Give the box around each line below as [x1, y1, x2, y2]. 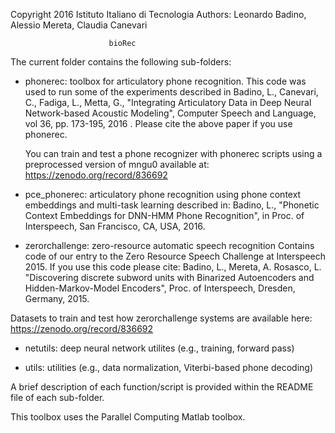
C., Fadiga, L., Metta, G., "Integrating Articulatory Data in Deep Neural [24, 97, 312, 108]
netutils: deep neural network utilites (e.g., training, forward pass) [24, 342, 295, 354]
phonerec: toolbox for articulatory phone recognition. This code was [24, 75, 307, 87]
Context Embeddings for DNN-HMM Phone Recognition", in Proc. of [24, 210, 305, 221]
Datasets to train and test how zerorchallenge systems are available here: [10, 312, 313, 324]
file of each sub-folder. [10, 392, 105, 403]
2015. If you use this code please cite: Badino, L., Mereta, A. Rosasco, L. [24, 261, 322, 273]
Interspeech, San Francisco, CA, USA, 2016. [24, 220, 206, 232]
